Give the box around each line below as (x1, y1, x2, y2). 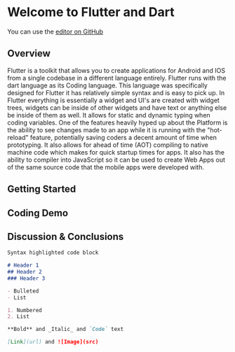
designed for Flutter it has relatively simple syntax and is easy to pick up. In (7, 88, 225, 97)
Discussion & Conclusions (7, 230, 124, 242)
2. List (7, 313, 30, 321)
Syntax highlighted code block (7, 249, 99, 256)
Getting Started (7, 183, 76, 195)
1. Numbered (7, 307, 42, 314)
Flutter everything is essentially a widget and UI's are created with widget (7, 96, 220, 104)
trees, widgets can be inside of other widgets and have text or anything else (7, 103, 227, 112)
